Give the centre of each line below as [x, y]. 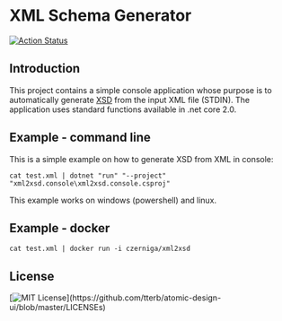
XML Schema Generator [101, 16]
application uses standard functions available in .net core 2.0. [123, 109]
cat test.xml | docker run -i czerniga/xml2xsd [100, 249]
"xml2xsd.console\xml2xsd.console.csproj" [90, 183]
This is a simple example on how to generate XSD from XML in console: [141, 159]
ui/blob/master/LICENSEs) [57, 308]
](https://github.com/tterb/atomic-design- [144, 298]
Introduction [45, 69]
